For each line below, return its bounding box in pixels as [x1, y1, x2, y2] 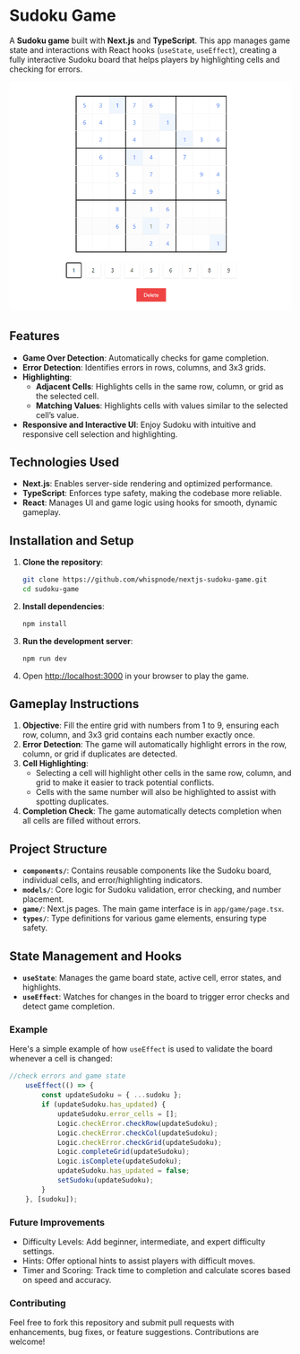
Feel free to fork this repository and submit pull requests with [9, 1317, 235, 1328]
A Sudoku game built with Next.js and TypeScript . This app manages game [9, 35, 291, 46]
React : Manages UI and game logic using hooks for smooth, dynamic [21, 497, 278, 508]
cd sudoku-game [21, 585, 80, 594]
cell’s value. [35, 409, 79, 420]
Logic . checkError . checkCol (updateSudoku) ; [56, 1128, 219, 1138]
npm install [21, 619, 67, 628]
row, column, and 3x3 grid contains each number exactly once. [21, 729, 255, 740]
